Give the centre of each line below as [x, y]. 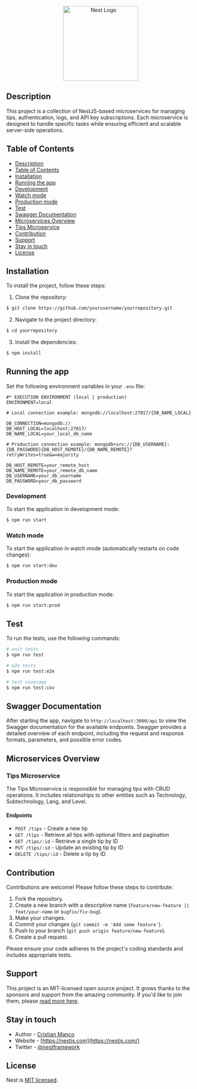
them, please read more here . [43, 1001]
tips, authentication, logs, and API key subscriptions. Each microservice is [97, 117]
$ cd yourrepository [32, 331]
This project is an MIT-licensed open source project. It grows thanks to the [98, 988]
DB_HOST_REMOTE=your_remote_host [48, 465]
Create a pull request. [42, 937]
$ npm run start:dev [32, 566]
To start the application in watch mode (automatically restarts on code [93, 549]
